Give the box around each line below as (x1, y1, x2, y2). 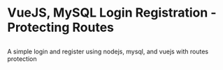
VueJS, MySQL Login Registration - (7, 5, 217, 21)
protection (7, 54, 37, 63)
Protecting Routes (7, 19, 114, 35)
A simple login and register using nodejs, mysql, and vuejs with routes (7, 47, 208, 55)
